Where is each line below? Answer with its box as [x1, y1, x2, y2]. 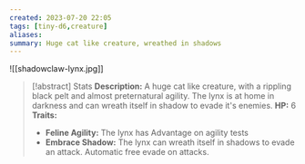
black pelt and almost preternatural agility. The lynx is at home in [31, 91, 275, 101]
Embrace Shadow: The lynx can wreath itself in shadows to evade [45, 137, 295, 148]
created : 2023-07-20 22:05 [9, 13, 112, 23]
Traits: [31, 110, 57, 121]
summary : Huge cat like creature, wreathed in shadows [9, 38, 222, 48]
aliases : [9, 30, 43, 39]
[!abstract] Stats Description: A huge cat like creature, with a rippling [31, 81, 291, 92]
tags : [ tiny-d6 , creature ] [9, 22, 107, 31]
